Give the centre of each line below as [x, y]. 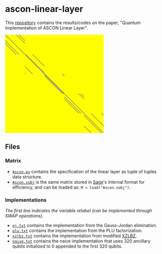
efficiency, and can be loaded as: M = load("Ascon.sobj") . [71, 187]
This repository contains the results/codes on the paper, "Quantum [73, 23]
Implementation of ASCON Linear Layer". [47, 28]
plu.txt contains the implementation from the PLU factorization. [77, 230]
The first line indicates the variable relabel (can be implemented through [79, 210]
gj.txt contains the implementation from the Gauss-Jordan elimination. [85, 225]
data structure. [27, 177]
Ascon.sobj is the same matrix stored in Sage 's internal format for [79, 182]
